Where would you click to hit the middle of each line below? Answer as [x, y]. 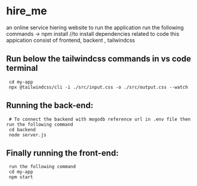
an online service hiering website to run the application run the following [95, 27]
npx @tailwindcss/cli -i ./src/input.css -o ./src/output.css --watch [98, 87]
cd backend [22, 129]
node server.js [27, 135]
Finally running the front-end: [62, 153]
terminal [22, 68]
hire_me [27, 11]
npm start [21, 177]
